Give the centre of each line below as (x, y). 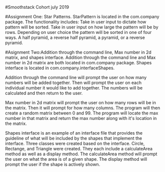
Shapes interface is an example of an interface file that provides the (74, 133)
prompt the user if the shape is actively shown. (53, 164)
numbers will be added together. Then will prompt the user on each (73, 83)
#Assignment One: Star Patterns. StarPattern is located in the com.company (82, 16)
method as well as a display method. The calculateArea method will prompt (81, 154)
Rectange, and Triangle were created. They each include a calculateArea (79, 149)
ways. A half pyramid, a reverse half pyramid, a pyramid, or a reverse (75, 37)
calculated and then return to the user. (44, 93)
